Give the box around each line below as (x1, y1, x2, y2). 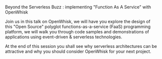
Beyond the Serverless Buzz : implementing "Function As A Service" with (5, 4, 151, 10)
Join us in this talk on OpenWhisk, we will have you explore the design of (5, 19, 150, 24)
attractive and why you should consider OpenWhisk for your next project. (5, 48, 151, 54)
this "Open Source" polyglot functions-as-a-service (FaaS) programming (5, 24, 151, 29)
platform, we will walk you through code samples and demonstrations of (5, 29, 149, 34)
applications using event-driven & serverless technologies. (5, 34, 123, 40)
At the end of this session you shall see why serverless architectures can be (5, 44, 157, 49)
